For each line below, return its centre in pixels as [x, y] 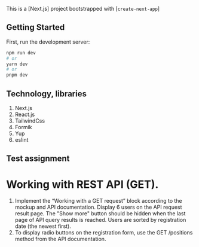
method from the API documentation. [60, 239]
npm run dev [21, 53]
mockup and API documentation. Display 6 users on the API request [98, 207]
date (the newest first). [43, 226]
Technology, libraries [46, 94]
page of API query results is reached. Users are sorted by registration [100, 220]
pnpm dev [17, 75]
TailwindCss [30, 121]
